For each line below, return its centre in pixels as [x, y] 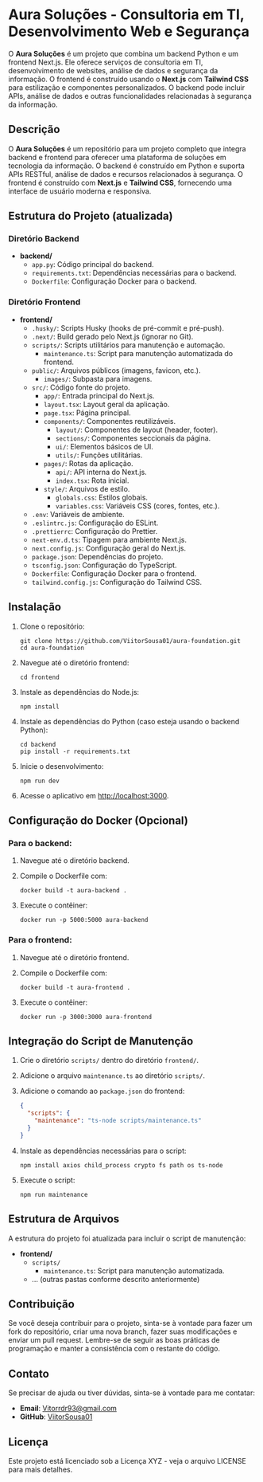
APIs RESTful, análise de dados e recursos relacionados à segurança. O [126, 174]
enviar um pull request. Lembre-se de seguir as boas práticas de [114, 1340]
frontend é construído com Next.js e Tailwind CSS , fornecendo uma [120, 182]
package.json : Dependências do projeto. [97, 556]
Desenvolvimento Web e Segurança [129, 31]
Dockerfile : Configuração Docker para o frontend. [114, 573]
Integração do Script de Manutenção [101, 1041]
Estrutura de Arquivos [64, 1219]
